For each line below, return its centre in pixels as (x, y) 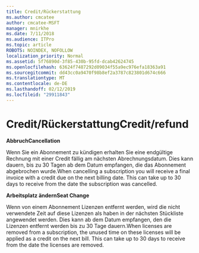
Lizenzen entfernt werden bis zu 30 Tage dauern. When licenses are (89, 226)
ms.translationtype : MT (36, 78)
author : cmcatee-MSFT (33, 23)
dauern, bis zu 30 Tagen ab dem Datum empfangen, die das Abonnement (96, 165)
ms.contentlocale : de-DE (37, 84)
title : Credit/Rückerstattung (44, 12)
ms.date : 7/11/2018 (30, 34)
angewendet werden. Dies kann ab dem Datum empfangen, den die (89, 219)
